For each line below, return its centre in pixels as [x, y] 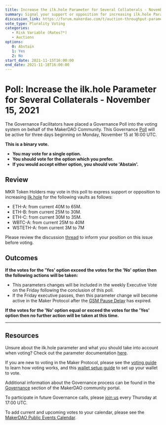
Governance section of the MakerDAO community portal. [63, 388]
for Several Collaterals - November [78, 100]
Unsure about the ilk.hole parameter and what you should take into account [82, 347]
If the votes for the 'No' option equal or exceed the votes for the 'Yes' [77, 310]
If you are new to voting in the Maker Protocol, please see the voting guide [81, 362]
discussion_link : [23, 19]
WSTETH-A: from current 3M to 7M [48, 228]
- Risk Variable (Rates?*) [40, 33]
